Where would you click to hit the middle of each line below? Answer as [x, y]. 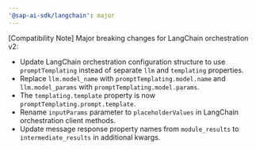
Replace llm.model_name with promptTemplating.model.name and [122, 78]
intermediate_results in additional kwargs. [90, 137]
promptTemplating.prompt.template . [78, 103]
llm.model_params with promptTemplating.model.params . [109, 87]
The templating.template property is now [88, 95]
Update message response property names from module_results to [129, 129]
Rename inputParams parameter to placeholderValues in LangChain [129, 112]
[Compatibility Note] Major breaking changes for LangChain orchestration [128, 38]
